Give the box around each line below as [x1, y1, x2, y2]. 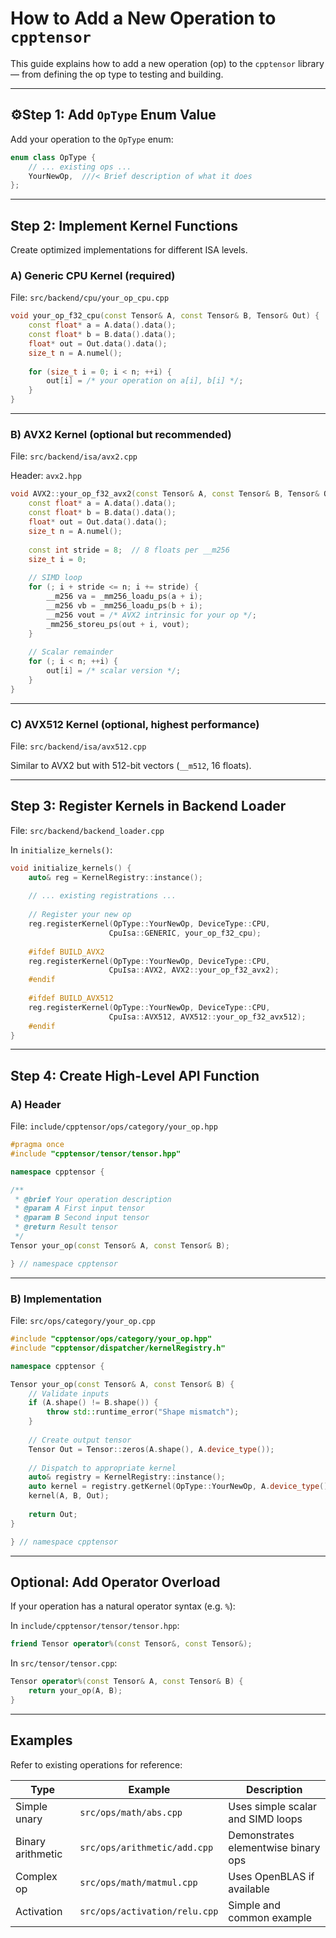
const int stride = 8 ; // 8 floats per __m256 [28, 545, 230, 555]
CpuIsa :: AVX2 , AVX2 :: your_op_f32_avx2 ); [108, 965, 280, 976]
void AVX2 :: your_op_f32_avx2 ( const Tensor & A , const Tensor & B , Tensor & [10, 489, 320, 499]
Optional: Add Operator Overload [10, 1573, 221, 1591]
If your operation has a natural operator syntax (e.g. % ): [10, 1600, 236, 1612]
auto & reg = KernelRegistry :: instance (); [28, 872, 203, 882]
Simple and [228, 1898, 282, 1912]
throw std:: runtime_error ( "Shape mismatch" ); [46, 1407, 240, 1417]
